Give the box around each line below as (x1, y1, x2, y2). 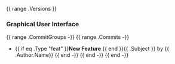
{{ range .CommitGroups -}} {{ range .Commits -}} (6, 33, 130, 41)
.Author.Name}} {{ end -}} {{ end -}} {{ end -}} (14, 51, 129, 59)
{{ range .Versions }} (6, 5, 57, 12)
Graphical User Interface (6, 20, 79, 28)
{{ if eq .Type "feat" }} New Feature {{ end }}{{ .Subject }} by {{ (14, 45, 169, 53)
